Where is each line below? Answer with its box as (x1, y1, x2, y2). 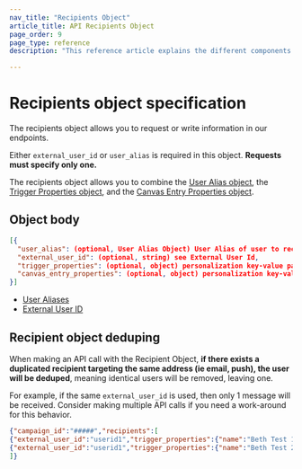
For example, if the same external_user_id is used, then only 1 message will (9, 390, 290, 401)
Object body (9, 212, 80, 227)
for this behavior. (9, 409, 72, 420)
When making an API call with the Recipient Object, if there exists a (9, 353, 260, 364)
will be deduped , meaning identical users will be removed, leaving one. (9, 372, 274, 383)
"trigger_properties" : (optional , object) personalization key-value (17, 261, 283, 270)
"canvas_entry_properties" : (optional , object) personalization (17, 270, 263, 279)
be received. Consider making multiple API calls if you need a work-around (9, 399, 287, 410)
